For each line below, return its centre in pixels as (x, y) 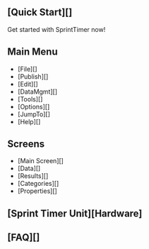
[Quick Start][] (40, 12)
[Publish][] (33, 76)
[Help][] (29, 121)
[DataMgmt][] (37, 92)
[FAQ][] (24, 238)
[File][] (27, 69)
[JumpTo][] (34, 114)
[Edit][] (28, 84)
